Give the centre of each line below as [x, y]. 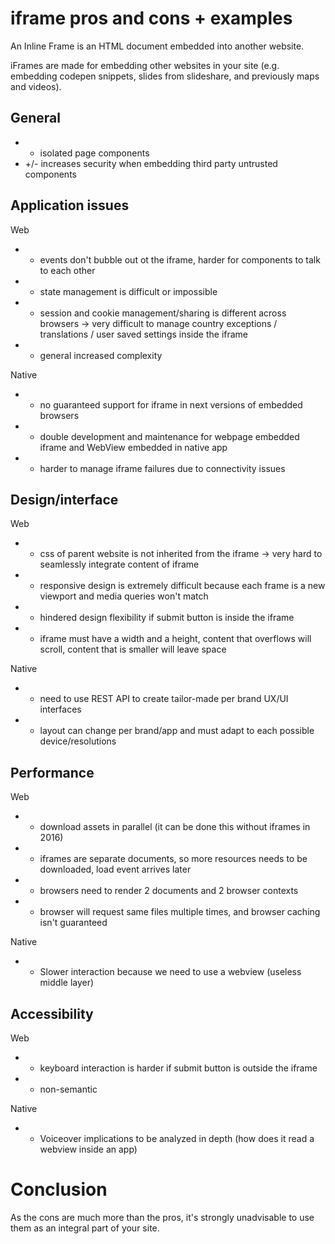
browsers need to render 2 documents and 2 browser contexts [169, 891]
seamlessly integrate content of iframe [119, 564]
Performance [52, 772]
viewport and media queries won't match [124, 596]
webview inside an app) [88, 1149]
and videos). [36, 86]
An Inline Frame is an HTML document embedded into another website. [157, 46]
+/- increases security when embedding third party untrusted [151, 163]
